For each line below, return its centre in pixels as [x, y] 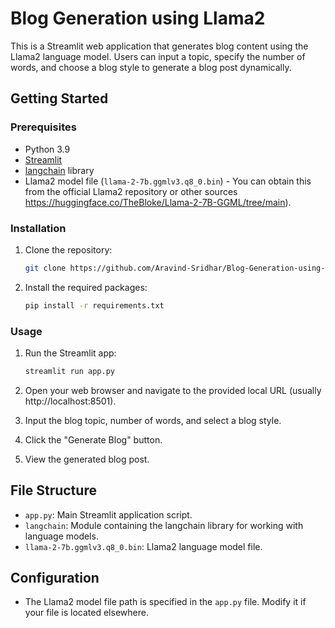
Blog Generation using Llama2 [138, 18]
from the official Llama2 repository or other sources [131, 191]
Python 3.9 [47, 149]
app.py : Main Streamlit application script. [108, 514]
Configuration [55, 578]
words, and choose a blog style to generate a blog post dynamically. [151, 67]
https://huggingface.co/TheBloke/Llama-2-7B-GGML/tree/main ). [158, 202]
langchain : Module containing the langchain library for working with [164, 525]
